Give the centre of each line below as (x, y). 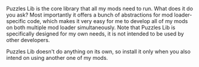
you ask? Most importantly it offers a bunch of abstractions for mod (90, 15)
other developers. (28, 40)
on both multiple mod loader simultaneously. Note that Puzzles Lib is (91, 27)
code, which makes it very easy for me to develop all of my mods (108, 21)
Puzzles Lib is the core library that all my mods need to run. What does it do (100, 9)
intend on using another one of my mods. (57, 58)
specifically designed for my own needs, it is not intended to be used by (95, 34)
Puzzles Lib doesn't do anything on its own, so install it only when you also (98, 52)
